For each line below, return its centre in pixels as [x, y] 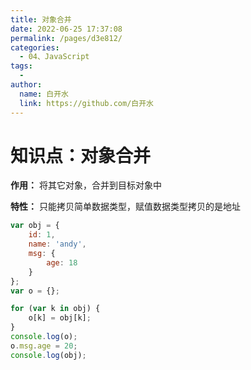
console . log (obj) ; [48, 355]
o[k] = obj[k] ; [60, 318]
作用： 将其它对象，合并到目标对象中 [86, 185]
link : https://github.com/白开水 [86, 103]
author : [26, 85]
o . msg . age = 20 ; [44, 346]
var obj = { [35, 226]
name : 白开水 [44, 94]
